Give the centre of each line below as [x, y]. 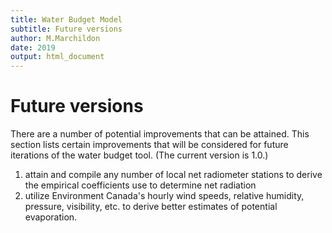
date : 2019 [33, 47]
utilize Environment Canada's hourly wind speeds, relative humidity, [164, 196]
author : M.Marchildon [55, 38]
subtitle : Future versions [66, 29]
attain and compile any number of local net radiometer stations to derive [173, 175]
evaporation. [51, 217]
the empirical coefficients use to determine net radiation [140, 185]
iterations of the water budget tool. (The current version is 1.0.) [139, 155]
